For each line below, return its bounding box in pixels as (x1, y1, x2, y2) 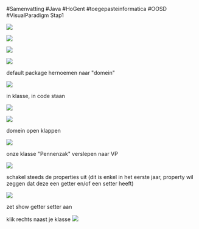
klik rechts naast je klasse (6, 216, 71, 223)
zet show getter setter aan (6, 203, 72, 210)
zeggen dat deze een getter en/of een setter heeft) (6, 180, 134, 187)
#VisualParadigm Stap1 (6, 12, 64, 19)
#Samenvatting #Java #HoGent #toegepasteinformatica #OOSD (6, 5, 167, 12)
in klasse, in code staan (6, 93, 66, 99)
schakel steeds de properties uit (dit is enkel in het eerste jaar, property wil (6, 174, 194, 180)
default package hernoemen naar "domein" (6, 69, 116, 76)
